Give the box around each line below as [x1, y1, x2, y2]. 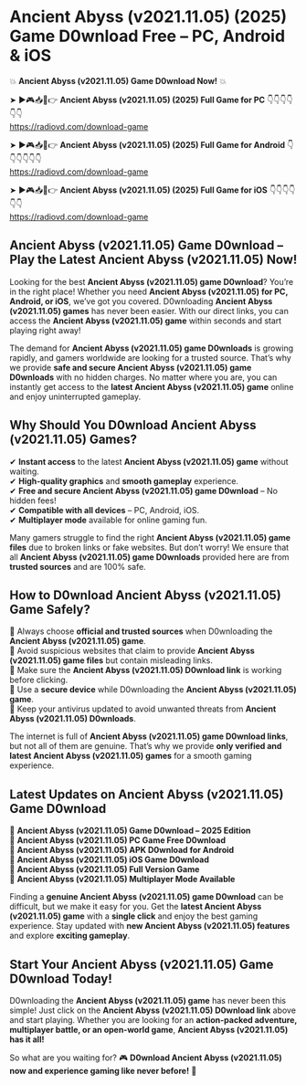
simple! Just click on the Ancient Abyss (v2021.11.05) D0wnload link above [9, 1005, 297, 1016]
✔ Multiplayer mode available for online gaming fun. [9, 514, 207, 525]
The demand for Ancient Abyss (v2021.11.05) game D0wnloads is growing [9, 342, 294, 353]
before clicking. [9, 674, 69, 686]
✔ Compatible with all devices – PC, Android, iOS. [9, 504, 200, 515]
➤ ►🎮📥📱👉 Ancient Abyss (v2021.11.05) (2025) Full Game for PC [9, 94, 266, 105]
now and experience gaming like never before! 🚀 [9, 1066, 197, 1076]
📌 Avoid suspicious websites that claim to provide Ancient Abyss [9, 646, 256, 657]
